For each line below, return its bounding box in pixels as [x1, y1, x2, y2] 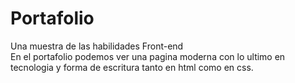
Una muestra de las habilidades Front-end [10, 40, 184, 52]
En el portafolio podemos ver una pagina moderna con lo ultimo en [10, 50, 286, 62]
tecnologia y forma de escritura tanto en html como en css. [10, 61, 254, 73]
